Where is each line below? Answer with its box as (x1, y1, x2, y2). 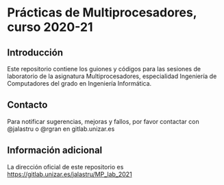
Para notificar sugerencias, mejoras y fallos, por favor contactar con (7, 117, 200, 125)
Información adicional (7, 145, 103, 156)
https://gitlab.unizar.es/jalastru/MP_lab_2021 (7, 170, 132, 178)
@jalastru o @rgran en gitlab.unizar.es (7, 125, 115, 133)
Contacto (7, 99, 48, 111)
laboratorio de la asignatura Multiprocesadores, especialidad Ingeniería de (7, 72, 217, 80)
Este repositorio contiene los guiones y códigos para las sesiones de (7, 65, 201, 73)
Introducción (7, 47, 64, 58)
